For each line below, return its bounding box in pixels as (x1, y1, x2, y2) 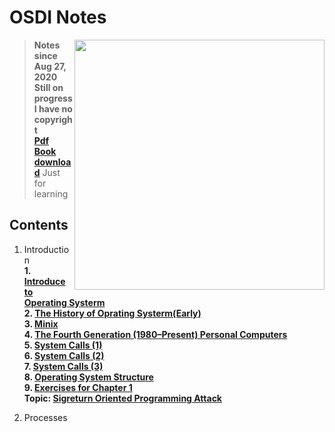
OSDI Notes (9, 6, 107, 29)
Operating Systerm (23, 296, 106, 308)
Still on (33, 81, 64, 93)
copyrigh (33, 113, 73, 125)
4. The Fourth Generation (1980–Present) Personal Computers (23, 328, 288, 340)
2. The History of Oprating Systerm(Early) (23, 307, 202, 319)
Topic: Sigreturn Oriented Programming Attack (23, 392, 222, 404)
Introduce (23, 275, 66, 287)
